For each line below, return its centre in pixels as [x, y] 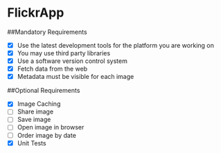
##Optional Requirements [44, 91]
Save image [34, 120]
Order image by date [46, 135]
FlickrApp [36, 13]
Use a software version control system [72, 61]
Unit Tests [32, 143]
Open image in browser [51, 127]
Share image [35, 111]
